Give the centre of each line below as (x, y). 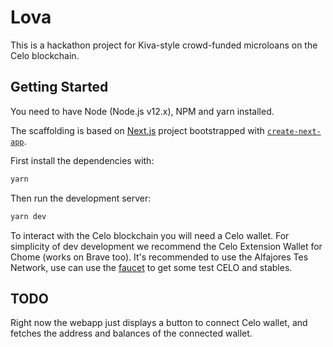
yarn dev (28, 216)
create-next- (294, 131)
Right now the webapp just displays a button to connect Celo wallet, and (159, 323)
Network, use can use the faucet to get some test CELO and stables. (151, 267)
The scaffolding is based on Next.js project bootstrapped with (137, 130)
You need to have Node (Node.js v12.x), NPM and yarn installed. (142, 111)
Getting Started (59, 87)
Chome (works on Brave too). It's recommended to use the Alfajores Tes (159, 257)
